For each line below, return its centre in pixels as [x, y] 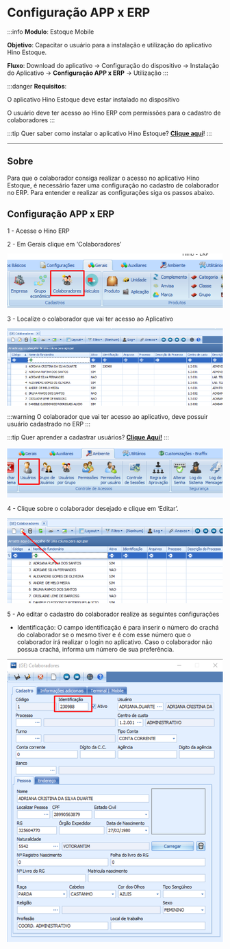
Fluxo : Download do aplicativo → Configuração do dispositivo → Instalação [113, 65]
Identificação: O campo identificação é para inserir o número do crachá [118, 628]
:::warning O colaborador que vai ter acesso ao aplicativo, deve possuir [107, 416]
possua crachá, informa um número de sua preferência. [95, 650]
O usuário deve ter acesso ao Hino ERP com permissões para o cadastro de [114, 113]
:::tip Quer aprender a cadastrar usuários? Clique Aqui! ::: [88, 437]
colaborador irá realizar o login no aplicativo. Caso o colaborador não [115, 642]
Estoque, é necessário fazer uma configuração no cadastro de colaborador [113, 185]
